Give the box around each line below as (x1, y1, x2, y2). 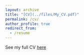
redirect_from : (5, 26, 37, 31)
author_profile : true (5, 21, 50, 26)
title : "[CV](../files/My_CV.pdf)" (5, 12, 79, 17)
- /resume (9, 30, 30, 35)
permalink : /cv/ (5, 16, 39, 21)
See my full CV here (5, 44, 46, 50)
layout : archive (5, 7, 39, 12)
